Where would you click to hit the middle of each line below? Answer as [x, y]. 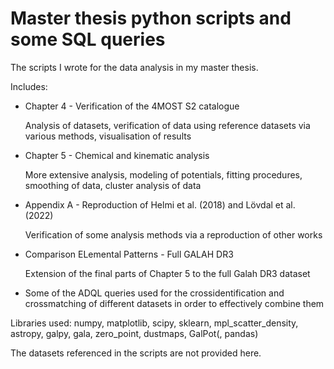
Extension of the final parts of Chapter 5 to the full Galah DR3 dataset [167, 273]
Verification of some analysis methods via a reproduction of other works [173, 234]
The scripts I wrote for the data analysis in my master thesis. [134, 67]
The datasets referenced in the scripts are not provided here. [136, 353]
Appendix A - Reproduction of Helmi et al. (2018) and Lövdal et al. [160, 204]
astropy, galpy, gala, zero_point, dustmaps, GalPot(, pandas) [134, 333]
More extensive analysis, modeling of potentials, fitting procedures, [163, 174]
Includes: [29, 86]
